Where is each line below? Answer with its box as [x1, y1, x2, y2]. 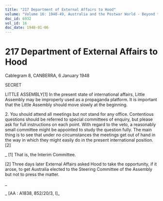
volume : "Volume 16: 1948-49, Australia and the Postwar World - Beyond [5, 12, 155, 17]
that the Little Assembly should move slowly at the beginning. [5, 102, 128, 108]
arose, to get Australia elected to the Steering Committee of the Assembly [5, 166, 153, 172]
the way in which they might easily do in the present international [5, 137, 135, 143]
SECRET [5, 82, 22, 88]
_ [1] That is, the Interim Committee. [5, 152, 76, 158]
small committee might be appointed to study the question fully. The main [5, 127, 152, 133]
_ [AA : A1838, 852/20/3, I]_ [5, 190, 60, 196]
